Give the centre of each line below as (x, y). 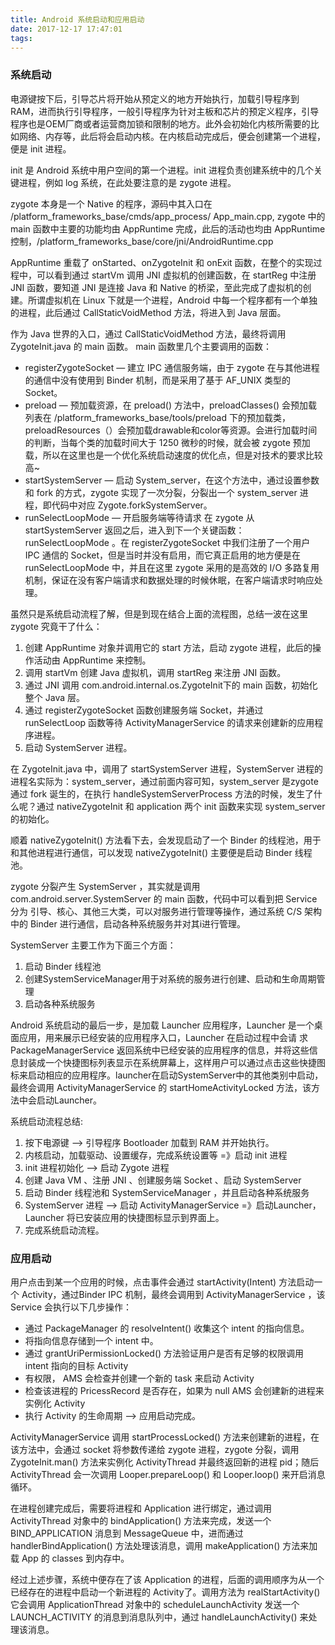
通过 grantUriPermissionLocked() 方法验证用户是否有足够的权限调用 (164, 1353)
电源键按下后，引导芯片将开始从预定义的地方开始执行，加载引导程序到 (155, 98)
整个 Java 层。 (54, 697)
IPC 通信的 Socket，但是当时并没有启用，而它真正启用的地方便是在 (163, 555)
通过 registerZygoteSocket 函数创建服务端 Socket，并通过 (144, 710)
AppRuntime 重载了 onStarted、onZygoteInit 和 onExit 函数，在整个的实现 (162, 262)
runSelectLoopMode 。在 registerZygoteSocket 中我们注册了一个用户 (167, 542)
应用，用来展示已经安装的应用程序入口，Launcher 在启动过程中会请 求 (163, 1037)
